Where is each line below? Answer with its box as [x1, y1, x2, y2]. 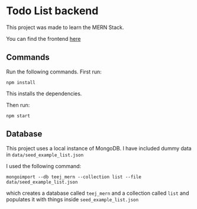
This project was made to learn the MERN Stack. [6, 24, 124, 31]
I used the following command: [6, 162, 82, 169]
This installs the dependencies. [6, 90, 82, 97]
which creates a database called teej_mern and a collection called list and [6, 189, 189, 197]
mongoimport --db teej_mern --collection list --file [6, 173, 142, 180]
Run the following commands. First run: [6, 68, 102, 75]
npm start [6, 112, 31, 119]
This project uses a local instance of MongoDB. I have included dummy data [6, 144, 192, 152]
